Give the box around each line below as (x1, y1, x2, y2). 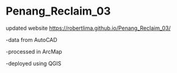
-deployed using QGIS (5, 60, 62, 67)
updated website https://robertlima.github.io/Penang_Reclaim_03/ (5, 24, 171, 32)
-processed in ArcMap (5, 47, 62, 55)
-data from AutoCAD (5, 36, 57, 43)
